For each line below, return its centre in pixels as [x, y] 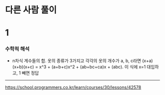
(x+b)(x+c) [23, 67]
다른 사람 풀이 [31, 10]
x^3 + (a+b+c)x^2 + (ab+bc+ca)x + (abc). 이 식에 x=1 [92, 67]
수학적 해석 [17, 49]
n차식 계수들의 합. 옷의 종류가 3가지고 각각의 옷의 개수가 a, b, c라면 [77, 60]
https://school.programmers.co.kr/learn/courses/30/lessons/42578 [73, 87]
